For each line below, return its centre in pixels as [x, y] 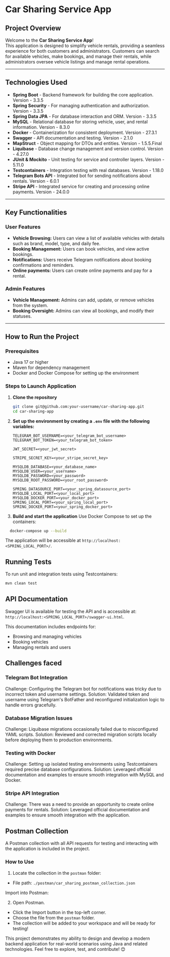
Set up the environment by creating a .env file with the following [81, 421]
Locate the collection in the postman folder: [57, 873]
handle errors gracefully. [31, 705]
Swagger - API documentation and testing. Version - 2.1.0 [73, 138]
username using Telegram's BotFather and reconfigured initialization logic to [85, 699]
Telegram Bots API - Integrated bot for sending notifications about [82, 176]
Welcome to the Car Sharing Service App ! [49, 40]
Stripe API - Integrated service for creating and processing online [81, 186]
